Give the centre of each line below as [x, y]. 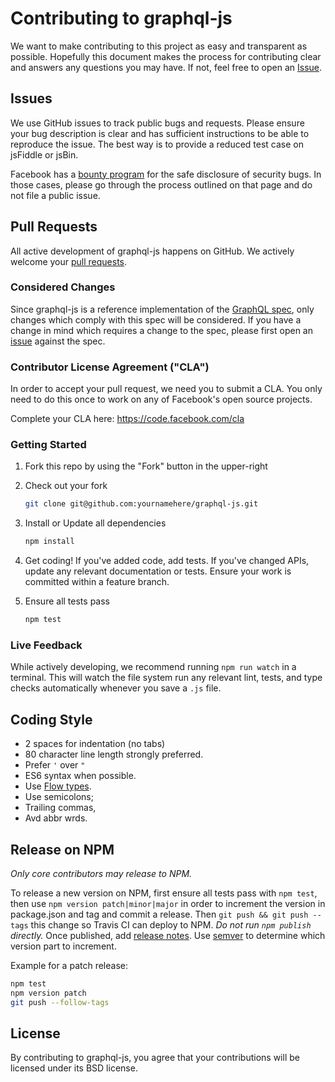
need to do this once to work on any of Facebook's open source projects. [161, 399]
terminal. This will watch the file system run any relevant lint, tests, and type [166, 678]
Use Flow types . [58, 786]
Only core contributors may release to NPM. [101, 873]
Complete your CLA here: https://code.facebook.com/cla [127, 419]
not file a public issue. [55, 195]
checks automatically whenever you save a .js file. [116, 688]
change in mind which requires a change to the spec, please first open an [161, 330]
